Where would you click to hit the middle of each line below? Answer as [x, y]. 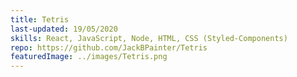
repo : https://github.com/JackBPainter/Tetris [109, 47]
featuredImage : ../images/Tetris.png [89, 57]
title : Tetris [40, 19]
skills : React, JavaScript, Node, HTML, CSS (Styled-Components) [149, 38]
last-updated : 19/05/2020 [64, 29]
